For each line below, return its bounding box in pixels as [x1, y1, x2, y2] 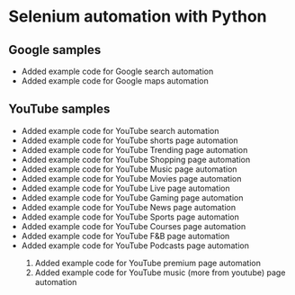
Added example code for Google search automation [21, 66, 214, 76]
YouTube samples [8, 102, 111, 117]
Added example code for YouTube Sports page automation [21, 211, 239, 222]
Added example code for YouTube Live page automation [21, 183, 230, 193]
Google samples [8, 42, 102, 58]
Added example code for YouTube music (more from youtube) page [34, 267, 286, 278]
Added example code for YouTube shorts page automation [21, 135, 239, 146]
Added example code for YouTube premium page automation [34, 257, 262, 268]
